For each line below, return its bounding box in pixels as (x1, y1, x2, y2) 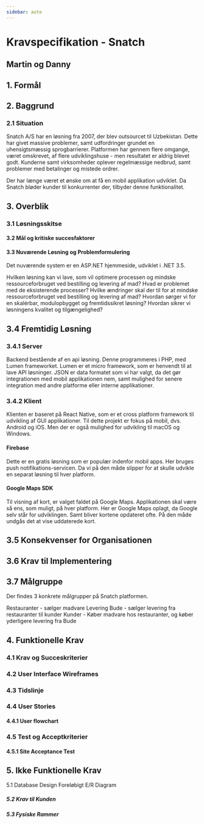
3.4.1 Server (6, 342, 43, 350)
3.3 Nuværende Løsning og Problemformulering (6, 248, 130, 256)
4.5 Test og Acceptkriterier (6, 732, 88, 741)
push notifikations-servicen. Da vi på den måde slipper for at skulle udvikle (6, 464, 194, 471)
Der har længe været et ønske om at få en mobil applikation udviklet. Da (6, 177, 187, 185)
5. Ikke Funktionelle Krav (6, 765, 102, 775)
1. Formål (6, 80, 41, 90)
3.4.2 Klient (6, 397, 42, 405)
